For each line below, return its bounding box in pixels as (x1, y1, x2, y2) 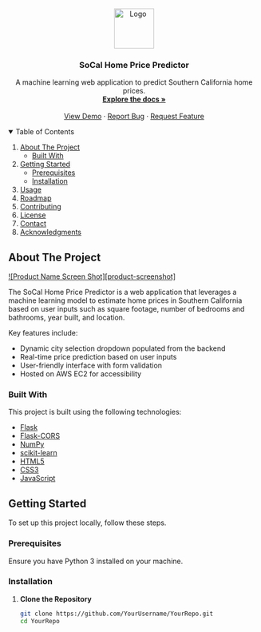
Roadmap (19, 193, 52, 203)
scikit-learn (19, 448, 57, 458)
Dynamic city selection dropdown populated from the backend (19, 344, 226, 353)
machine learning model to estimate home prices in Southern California (8, 296, 243, 305)
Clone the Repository (19, 594, 92, 603)
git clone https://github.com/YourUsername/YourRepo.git (19, 610, 214, 618)
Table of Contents (15, 127, 74, 137)
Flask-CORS (19, 431, 61, 441)
